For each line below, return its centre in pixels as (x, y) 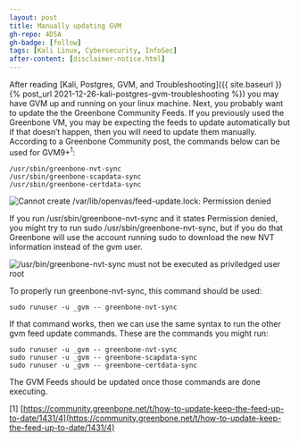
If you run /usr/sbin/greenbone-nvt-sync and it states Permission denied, (144, 218)
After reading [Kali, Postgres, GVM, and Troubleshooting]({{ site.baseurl (141, 84)
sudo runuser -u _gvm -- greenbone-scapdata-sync (104, 357)
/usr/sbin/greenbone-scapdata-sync (75, 176)
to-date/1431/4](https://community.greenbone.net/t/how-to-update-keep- (145, 418)
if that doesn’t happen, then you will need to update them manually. (133, 132)
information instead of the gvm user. (76, 246)
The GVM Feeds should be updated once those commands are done (135, 381)
